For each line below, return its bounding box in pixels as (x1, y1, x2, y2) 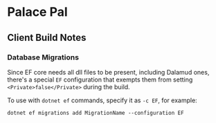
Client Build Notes (7, 32, 87, 44)
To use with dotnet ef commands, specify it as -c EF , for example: (7, 96, 197, 104)
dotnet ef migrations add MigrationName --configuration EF (7, 109, 185, 116)
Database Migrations (7, 53, 80, 62)
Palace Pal (7, 4, 68, 20)
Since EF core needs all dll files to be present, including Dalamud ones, (7, 68, 210, 76)
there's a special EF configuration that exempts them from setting (7, 75, 193, 84)
